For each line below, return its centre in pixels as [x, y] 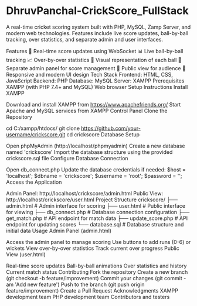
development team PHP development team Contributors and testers [88, 297]
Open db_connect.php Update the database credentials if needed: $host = [96, 169]
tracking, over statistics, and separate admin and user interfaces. [84, 39]
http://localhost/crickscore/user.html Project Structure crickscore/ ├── [92, 200]
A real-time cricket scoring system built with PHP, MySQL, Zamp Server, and [98, 27]
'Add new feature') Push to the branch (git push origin [80, 284]
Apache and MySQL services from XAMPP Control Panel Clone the [87, 111]
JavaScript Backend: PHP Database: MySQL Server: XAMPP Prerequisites [95, 81]
